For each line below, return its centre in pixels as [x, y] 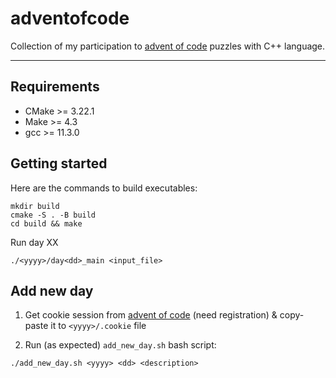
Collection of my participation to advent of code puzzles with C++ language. [168, 46]
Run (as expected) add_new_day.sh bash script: [120, 345]
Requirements [55, 87]
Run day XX [34, 242]
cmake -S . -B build [53, 215]
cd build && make [46, 223]
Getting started [59, 163]
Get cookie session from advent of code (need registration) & [151, 315]
